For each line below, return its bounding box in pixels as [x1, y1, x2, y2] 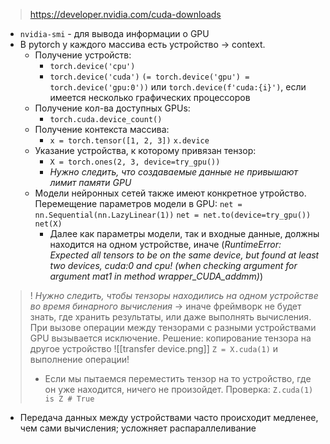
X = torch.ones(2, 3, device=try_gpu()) [49, 157, 221, 167]
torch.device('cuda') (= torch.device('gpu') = [49, 72, 250, 82]
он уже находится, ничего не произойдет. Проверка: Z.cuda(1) [44, 384, 314, 395]
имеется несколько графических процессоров [49, 92, 251, 103]
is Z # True [44, 394, 95, 404]
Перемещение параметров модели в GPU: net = [34, 198, 243, 209]
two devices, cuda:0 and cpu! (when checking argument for [49, 260, 298, 271]
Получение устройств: [34, 49, 132, 61]
